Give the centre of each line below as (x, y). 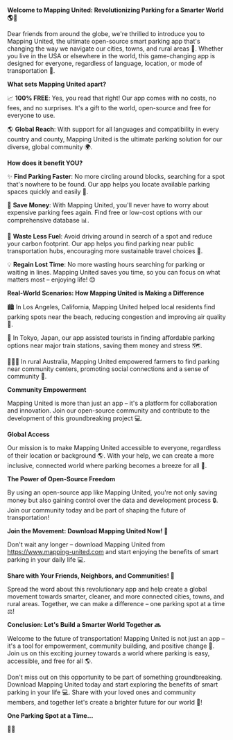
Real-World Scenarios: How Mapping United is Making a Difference (106, 293)
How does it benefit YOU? (45, 163)
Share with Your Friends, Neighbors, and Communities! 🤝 (91, 576)
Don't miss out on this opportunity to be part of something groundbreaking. (115, 677)
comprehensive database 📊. (48, 220)
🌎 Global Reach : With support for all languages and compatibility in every (113, 129)
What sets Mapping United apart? (57, 84)
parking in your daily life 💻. (46, 560)
